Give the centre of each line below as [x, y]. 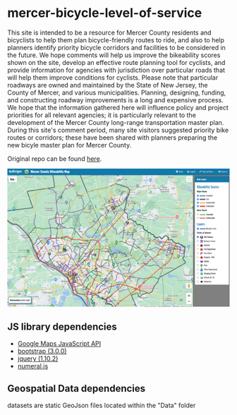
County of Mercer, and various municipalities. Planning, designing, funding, [117, 92]
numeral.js [33, 366]
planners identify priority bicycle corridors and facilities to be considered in [116, 47]
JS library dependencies [62, 326]
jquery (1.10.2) [38, 359]
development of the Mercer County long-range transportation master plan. [116, 122]
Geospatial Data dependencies [77, 389]
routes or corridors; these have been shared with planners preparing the [112, 137]
